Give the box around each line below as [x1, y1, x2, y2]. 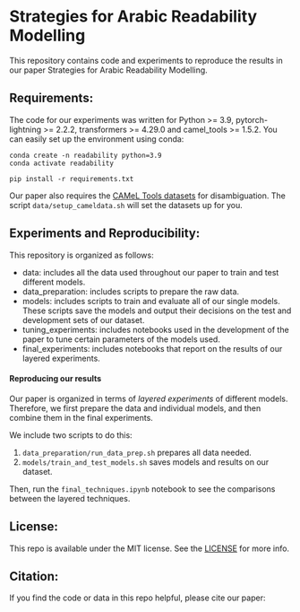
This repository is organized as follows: [9, 249, 154, 260]
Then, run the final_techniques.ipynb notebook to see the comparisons [9, 483, 276, 494]
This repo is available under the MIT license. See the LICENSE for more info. [9, 543, 289, 554]
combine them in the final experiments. [9, 412, 154, 423]
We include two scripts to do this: [9, 429, 133, 441]
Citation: [9, 568, 59, 584]
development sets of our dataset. [21, 314, 145, 325]
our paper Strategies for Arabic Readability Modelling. [9, 65, 208, 75]
